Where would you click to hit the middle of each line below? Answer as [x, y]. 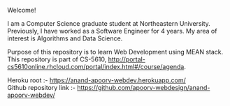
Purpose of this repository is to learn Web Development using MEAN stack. [115, 52]
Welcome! [22, 10]
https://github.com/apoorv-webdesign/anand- [143, 88]
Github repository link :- [41, 88]
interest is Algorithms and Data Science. [65, 38]
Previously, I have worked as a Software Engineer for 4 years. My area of [112, 31]
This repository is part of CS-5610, [57, 59]
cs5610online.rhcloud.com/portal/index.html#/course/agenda [96, 67]
